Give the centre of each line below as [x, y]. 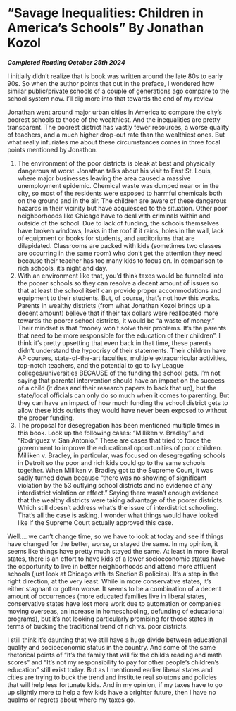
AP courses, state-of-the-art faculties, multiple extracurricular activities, [122, 358]
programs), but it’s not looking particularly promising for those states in [110, 619]
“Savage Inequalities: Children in [106, 13]
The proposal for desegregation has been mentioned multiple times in [119, 425]
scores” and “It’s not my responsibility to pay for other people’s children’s [113, 662]
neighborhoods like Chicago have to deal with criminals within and [114, 216]
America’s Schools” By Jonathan [106, 28]
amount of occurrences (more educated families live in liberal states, [107, 596]
